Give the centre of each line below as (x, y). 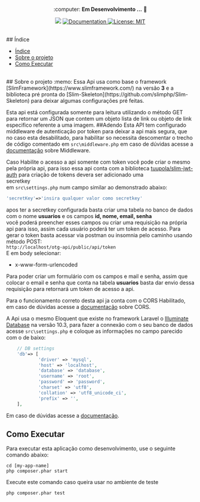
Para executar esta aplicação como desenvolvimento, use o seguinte (91, 449)
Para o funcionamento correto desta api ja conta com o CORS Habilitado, (96, 300)
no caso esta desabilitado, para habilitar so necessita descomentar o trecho (99, 138)
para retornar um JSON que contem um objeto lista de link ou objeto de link (99, 119)
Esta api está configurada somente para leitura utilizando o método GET (95, 112)
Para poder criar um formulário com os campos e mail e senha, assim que (97, 276)
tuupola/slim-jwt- (172, 168)
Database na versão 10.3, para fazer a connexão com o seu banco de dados (100, 325)
